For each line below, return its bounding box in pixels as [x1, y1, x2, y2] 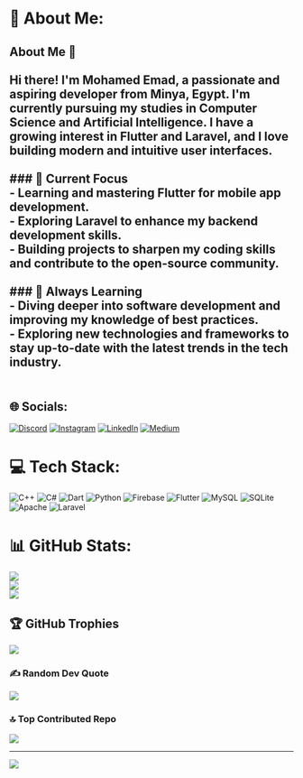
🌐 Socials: [9, 399, 69, 414]
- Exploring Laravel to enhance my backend [9, 213, 259, 228]
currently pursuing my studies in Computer [9, 100, 258, 116]
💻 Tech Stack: [9, 456, 121, 477]
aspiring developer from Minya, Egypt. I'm [9, 86, 251, 102]
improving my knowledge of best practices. [9, 311, 259, 328]
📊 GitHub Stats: [9, 535, 133, 556]
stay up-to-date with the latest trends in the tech [9, 340, 289, 356]
